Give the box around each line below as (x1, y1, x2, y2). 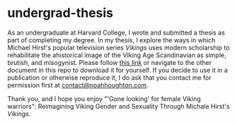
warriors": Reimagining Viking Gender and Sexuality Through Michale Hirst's (7, 102, 230, 110)
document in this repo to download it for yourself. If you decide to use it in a (7, 66, 229, 74)
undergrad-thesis (7, 5, 114, 21)
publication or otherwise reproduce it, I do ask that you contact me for (7, 73, 212, 82)
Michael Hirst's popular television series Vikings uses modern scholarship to (7, 43, 230, 52)
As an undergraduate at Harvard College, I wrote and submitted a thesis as (7, 28, 225, 37)
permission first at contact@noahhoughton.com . (7, 81, 149, 89)
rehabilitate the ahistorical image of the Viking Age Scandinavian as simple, (7, 51, 226, 59)
